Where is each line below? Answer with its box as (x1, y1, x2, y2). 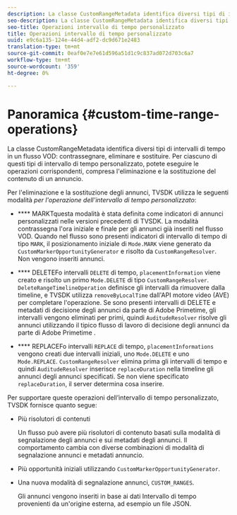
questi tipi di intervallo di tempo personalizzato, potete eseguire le (7, 160, 199, 168)
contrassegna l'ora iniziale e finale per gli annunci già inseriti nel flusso (17, 224, 224, 233)
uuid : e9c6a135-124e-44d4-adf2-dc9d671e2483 (7, 37, 140, 44)
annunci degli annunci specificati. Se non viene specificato (17, 372, 189, 381)
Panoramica (7, 106, 80, 122)
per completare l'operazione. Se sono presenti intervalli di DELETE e (17, 299, 217, 307)
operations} (7, 121, 79, 137)
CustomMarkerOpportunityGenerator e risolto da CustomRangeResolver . (17, 247, 217, 255)
